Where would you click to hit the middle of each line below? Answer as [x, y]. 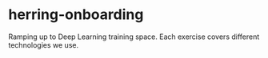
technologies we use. [43, 44]
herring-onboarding [76, 15]
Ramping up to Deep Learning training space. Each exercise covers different [134, 37]
